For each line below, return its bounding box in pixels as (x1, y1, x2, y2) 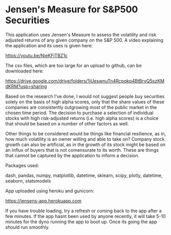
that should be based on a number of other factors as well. (5, 120, 129, 126)
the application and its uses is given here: (5, 42, 93, 48)
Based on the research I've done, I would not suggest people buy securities (5, 93, 165, 99)
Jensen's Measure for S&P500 (5, 4, 138, 15)
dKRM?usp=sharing (5, 83, 47, 89)
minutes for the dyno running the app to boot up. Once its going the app (5, 219, 157, 225)
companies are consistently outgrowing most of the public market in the (5, 104, 157, 110)
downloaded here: (5, 68, 44, 74)
